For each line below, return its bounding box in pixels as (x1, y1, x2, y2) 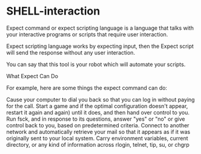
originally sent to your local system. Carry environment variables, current (6, 135, 189, 142)
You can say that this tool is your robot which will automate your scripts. (6, 61, 186, 68)
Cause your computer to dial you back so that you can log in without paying (6, 96, 195, 103)
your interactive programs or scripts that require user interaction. (6, 30, 168, 38)
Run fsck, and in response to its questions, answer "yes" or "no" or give (6, 115, 185, 122)
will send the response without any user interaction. (6, 49, 135, 56)
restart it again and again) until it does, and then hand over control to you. (6, 109, 189, 116)
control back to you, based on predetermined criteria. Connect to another (6, 121, 189, 129)
